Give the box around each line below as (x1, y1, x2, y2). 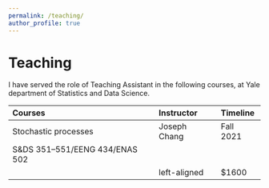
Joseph (159, 121, 187, 132)
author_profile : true (8, 19, 81, 27)
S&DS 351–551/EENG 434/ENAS (12, 144, 139, 155)
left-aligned (159, 167, 204, 178)
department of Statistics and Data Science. (8, 89, 151, 98)
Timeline (220, 107, 255, 118)
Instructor (159, 107, 198, 118)
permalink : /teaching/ (8, 11, 84, 20)
